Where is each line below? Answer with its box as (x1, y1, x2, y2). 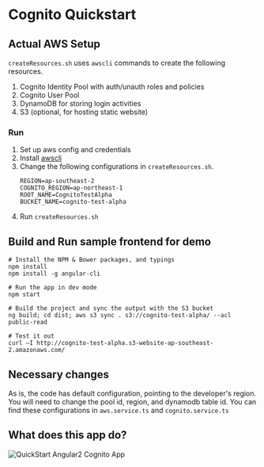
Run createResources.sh (19, 212, 99, 221)
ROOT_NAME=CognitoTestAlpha (19, 191, 112, 199)
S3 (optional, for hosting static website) (19, 107, 149, 117)
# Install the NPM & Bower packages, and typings (8, 256, 175, 264)
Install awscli (19, 153, 62, 163)
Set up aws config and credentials (19, 145, 132, 155)
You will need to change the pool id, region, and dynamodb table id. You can (8, 396, 257, 406)
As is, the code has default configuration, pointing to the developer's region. (8, 389, 257, 398)
